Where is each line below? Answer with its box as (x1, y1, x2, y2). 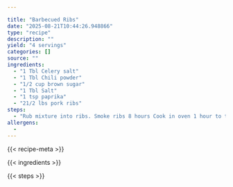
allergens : (7, 119, 39, 126)
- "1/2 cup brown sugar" (13, 80, 85, 87)
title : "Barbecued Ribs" (7, 16, 79, 23)
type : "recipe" (7, 29, 51, 36)
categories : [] (7, 48, 51, 55)
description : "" (7, 35, 54, 42)
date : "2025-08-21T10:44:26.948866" (7, 22, 113, 30)
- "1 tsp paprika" (13, 93, 67, 100)
